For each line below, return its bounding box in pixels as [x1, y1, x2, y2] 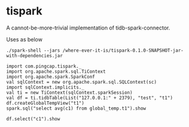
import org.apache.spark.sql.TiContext [6, 68, 106, 75]
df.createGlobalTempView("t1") [6, 100, 85, 106]
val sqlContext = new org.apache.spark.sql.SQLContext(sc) [6, 79, 157, 85]
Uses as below [6, 36, 43, 43]
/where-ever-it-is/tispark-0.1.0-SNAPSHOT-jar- [62, 47, 184, 54]
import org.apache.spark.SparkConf [6, 73, 95, 79]
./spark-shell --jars [6, 47, 61, 54]
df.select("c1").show [6, 116, 61, 122]
